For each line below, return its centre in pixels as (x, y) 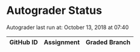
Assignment (62, 42)
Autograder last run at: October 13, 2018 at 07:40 (68, 27)
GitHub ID (24, 42)
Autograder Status (54, 11)
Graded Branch (108, 42)
